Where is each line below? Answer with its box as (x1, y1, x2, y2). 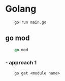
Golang (5, 3, 37, 15)
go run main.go (14, 20, 47, 25)
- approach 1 (5, 59, 37, 66)
